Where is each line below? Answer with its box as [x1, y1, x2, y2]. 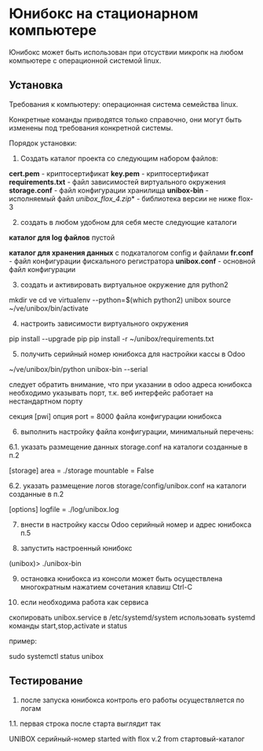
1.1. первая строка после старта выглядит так [9, 719, 161, 728]
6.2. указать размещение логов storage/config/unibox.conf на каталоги [9, 480, 247, 490]
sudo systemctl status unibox [9, 651, 104, 661]
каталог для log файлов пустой [9, 233, 115, 242]
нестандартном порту [9, 396, 83, 406]
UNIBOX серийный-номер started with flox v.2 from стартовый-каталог [9, 734, 246, 743]
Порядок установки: [9, 138, 77, 148]
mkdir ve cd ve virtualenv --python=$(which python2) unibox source [9, 295, 231, 304]
